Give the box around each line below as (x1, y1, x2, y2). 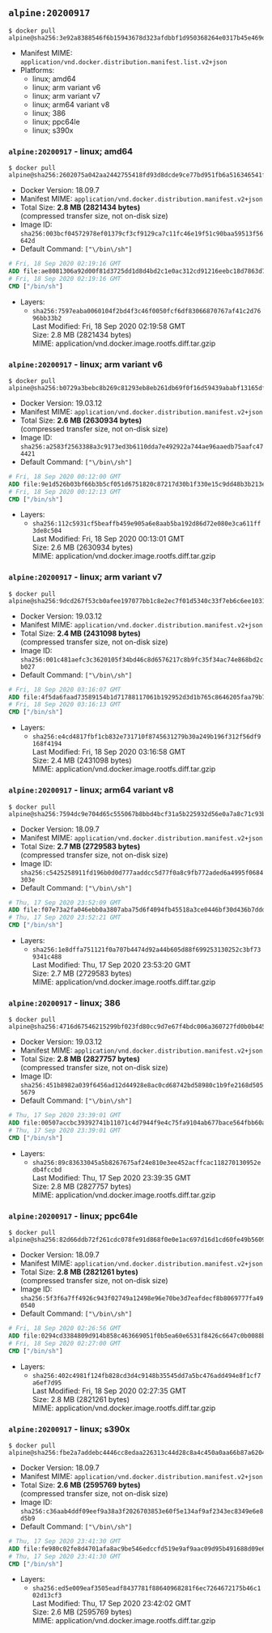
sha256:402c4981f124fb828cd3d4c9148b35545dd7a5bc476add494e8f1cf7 (32, 1371, 261, 1380)
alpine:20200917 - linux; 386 (8, 997, 121, 1008)
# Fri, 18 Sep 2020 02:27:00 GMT (8, 1339, 121, 1347)
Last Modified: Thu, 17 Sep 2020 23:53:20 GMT (32, 960, 192, 969)
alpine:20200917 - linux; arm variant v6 (8, 359, 164, 370)
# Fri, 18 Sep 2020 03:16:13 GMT (8, 700, 121, 708)
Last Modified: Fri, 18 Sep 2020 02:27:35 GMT (32, 1385, 187, 1396)
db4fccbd (32, 1166, 62, 1174)
